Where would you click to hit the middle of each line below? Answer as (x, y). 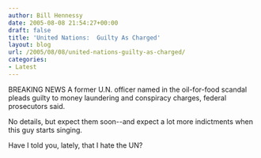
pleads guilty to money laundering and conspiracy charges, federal (117, 98)
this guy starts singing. (45, 130)
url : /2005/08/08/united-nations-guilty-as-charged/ (97, 52)
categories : (28, 60)
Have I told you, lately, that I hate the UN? (76, 145)
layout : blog (30, 45)
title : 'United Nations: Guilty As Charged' (84, 38)
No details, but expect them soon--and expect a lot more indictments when (131, 121)
